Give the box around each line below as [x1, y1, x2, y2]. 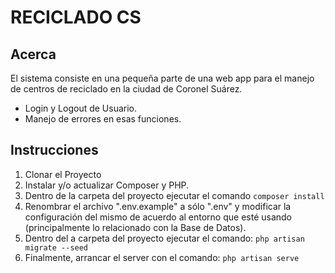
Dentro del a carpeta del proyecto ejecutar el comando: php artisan [24, 232, 305, 244]
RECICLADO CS [10, 6, 142, 29]
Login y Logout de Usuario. [24, 102, 138, 114]
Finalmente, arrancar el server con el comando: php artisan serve [24, 251, 300, 263]
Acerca [10, 46, 57, 63]
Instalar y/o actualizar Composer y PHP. [24, 179, 190, 191]
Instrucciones [10, 142, 99, 159]
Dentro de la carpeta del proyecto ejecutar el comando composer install [24, 189, 325, 201]
